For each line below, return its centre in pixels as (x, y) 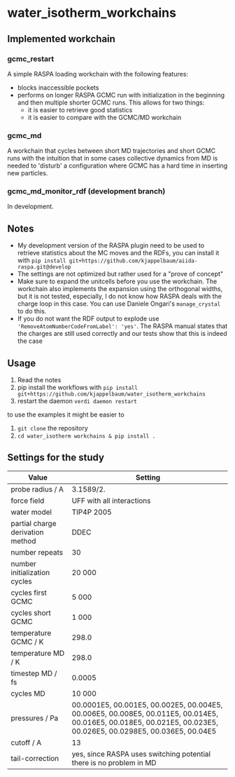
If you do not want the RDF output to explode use (88, 319)
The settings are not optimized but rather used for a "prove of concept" (120, 274)
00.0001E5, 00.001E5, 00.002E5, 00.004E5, (147, 705)
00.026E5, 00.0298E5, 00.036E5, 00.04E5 (144, 731)
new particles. (28, 173)
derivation (27, 532)
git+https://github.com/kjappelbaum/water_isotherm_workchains (112, 394)
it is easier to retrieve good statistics (80, 109)
